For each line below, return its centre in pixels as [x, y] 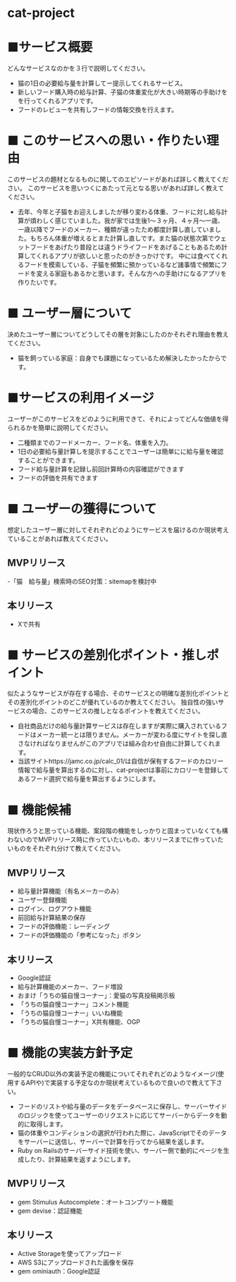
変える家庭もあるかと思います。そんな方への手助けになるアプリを [131, 273]
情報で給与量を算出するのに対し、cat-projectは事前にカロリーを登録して [123, 770]
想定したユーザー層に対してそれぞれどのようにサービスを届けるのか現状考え [118, 529]
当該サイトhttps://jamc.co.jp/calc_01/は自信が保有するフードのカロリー [120, 761]
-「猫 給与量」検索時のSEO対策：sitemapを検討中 [82, 581]
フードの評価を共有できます [58, 478]
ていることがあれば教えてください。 [60, 538]
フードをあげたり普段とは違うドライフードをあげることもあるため [126, 247]
